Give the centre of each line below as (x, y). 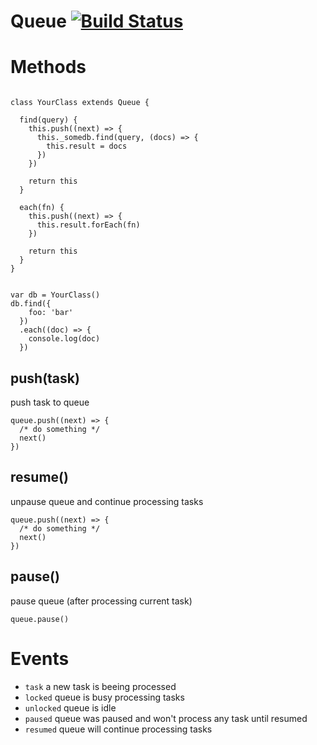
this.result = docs (87, 146)
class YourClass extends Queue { (80, 103)
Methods (48, 67)
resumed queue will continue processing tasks (118, 729)
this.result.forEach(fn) (88, 225)
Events (40, 658)
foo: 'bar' (51, 313)
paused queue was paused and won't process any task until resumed (166, 718)
